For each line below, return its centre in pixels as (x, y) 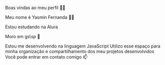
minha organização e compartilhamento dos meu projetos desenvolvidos (80, 51)
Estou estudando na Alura (32, 27)
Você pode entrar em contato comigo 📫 (46, 57)
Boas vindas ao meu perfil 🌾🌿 (35, 8)
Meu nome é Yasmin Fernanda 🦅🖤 (40, 17)
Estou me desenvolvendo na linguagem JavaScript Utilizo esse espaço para (83, 46)
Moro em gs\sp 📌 (23, 36)
